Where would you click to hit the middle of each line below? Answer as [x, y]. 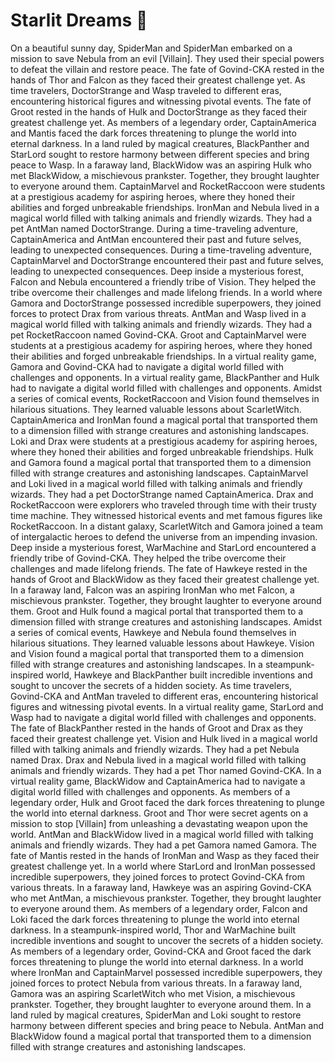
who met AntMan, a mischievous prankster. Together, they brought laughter [166, 898]
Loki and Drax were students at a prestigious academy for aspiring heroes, [164, 441]
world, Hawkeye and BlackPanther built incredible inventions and [179, 675]
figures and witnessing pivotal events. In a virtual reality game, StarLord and [167, 706]
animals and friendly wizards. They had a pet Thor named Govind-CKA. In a [166, 770]
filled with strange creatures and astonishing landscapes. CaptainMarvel [159, 473]
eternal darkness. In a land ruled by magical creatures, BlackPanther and [160, 143]
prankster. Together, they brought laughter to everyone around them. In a [161, 1004]
